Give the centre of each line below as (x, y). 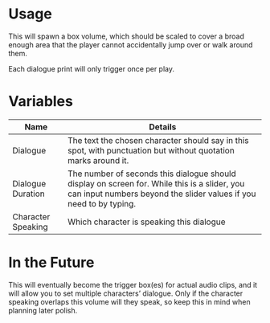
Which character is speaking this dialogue (146, 222)
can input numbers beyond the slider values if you (162, 194)
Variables (41, 102)
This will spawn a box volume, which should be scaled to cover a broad (127, 36)
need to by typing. (102, 203)
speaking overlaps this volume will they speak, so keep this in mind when (129, 301)
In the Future (51, 263)
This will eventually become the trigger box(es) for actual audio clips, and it (133, 284)
